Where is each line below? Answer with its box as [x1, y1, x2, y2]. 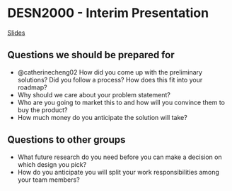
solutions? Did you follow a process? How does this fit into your [17, 75, 203, 84]
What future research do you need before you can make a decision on [17, 153, 222, 161]
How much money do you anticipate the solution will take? [17, 113, 187, 121]
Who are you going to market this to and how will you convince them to [17, 98, 225, 107]
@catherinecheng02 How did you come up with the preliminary [17, 67, 203, 76]
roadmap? [17, 83, 47, 92]
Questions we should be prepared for [7, 49, 175, 61]
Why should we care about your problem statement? [17, 90, 171, 99]
